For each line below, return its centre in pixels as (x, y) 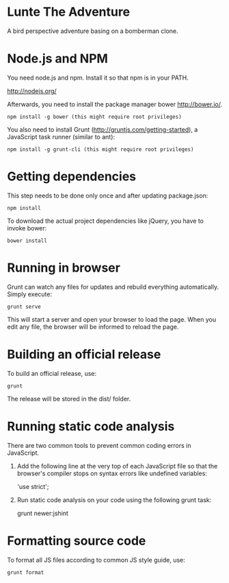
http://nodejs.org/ (32, 91)
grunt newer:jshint (42, 513)
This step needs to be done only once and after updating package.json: (108, 195)
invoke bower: (27, 228)
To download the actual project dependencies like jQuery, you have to (105, 221)
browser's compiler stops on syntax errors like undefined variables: (112, 473)
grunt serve (24, 307)
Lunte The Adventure (69, 12)
